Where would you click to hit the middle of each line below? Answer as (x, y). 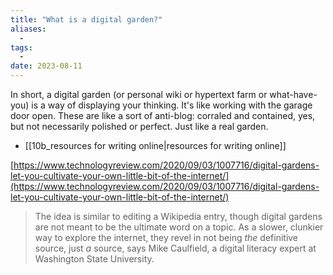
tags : (21, 47)
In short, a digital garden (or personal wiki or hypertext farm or (139, 94)
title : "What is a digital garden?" (86, 19)
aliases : (28, 29)
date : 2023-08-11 (46, 66)
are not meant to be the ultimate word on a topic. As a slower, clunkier (179, 227)
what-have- (293, 94)
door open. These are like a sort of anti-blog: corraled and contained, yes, (163, 115)
